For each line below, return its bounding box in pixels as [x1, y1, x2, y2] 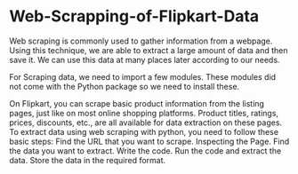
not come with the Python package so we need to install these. [9, 81, 240, 91]
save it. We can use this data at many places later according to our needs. [9, 54, 280, 65]
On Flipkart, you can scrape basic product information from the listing [9, 98, 265, 108]
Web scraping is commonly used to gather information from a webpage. [9, 36, 273, 46]
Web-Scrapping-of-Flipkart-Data [9, 6, 260, 27]
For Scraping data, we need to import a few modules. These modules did [9, 71, 277, 82]
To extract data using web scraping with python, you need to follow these [9, 126, 278, 137]
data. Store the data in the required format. [9, 154, 166, 165]
